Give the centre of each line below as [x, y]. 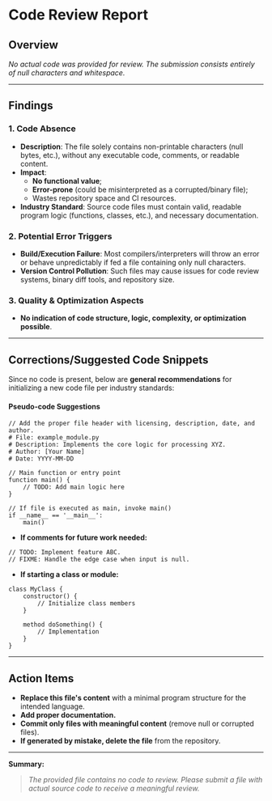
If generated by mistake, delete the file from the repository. [120, 741]
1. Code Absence [42, 129]
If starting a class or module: [69, 574]
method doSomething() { [63, 625]
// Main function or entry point [65, 473]
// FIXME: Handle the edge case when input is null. [99, 560]
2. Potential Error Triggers [60, 236]
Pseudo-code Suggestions [55, 406]
